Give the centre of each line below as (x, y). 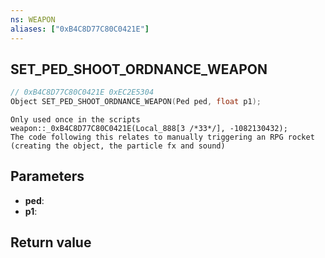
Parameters (47, 176)
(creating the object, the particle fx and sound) (118, 146)
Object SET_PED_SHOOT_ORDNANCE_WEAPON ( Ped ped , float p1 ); (136, 102)
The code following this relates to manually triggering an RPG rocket (162, 137)
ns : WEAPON (33, 19)
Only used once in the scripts (75, 120)
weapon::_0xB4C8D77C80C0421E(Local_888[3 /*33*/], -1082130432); (149, 129)
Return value (51, 242)
